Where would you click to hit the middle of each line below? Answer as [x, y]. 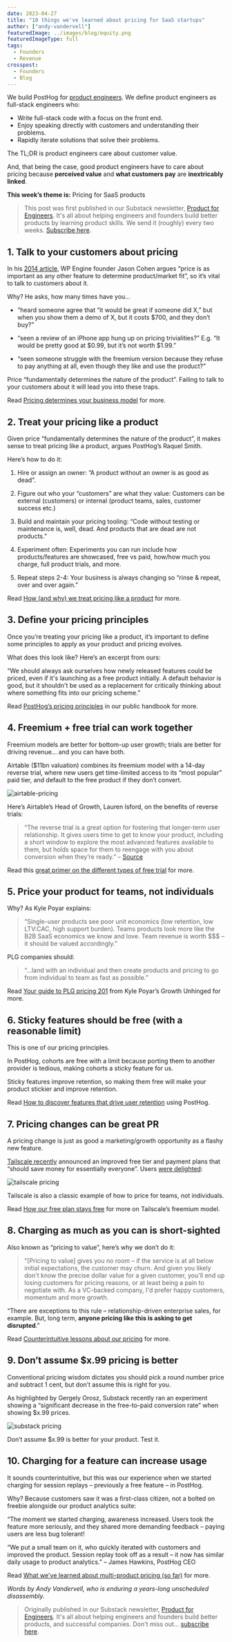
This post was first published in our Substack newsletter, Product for [122, 209]
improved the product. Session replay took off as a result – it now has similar [116, 1554]
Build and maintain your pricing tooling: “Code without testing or [108, 521]
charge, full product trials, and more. [69, 564]
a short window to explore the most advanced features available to [119, 842]
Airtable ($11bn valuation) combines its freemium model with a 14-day [106, 765]
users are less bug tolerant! [46, 1534]
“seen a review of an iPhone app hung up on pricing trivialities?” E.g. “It [118, 338]
